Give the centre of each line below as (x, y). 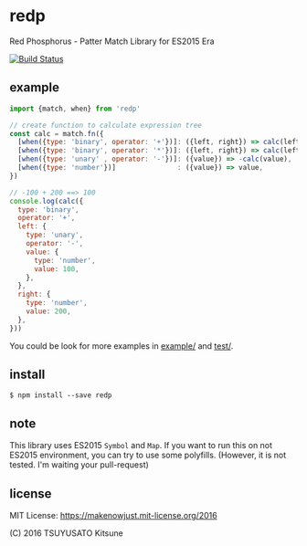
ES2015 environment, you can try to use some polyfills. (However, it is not (148, 455)
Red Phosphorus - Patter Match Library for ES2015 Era (112, 41)
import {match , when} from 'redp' (75, 109)
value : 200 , (48, 311)
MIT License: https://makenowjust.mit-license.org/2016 (113, 516)
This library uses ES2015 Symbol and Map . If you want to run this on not (141, 446)
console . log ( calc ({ (47, 201)
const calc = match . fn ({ (57, 133)
